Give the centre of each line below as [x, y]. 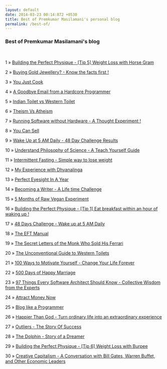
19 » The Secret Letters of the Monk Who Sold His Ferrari [64, 243]
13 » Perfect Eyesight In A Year [37, 179]
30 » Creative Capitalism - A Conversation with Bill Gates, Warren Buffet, [80, 356]
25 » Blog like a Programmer [35, 307]
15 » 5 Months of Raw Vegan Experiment [47, 199]
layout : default [22, 10]
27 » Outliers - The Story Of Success [43, 326]
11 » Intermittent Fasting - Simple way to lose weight [59, 160]
